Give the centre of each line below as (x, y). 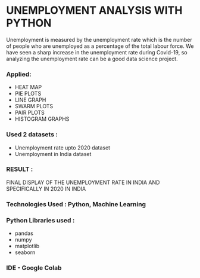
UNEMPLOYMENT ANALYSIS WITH (94, 10)
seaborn (25, 252)
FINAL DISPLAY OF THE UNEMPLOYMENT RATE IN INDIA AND (83, 182)
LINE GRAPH (30, 100)
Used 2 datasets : (32, 135)
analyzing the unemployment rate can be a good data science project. (92, 59)
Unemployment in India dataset (53, 154)
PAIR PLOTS (29, 113)
